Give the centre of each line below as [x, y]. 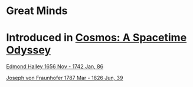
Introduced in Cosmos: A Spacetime [97, 38]
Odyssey [29, 50]
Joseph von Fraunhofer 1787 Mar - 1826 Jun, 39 [65, 78]
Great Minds [37, 11]
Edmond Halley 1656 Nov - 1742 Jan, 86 [55, 66]
